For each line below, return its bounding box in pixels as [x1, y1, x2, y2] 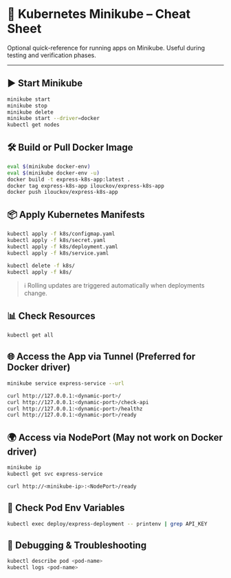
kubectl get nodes [7, 121, 60, 128]
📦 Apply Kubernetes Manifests [7, 208, 146, 220]
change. [23, 289, 47, 297]
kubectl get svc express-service [7, 470, 103, 477]
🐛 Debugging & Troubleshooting [7, 539, 146, 551]
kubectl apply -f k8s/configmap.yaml [7, 230, 115, 237]
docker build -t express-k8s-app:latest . [7, 176, 131, 183]
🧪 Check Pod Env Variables [7, 502, 125, 514]
